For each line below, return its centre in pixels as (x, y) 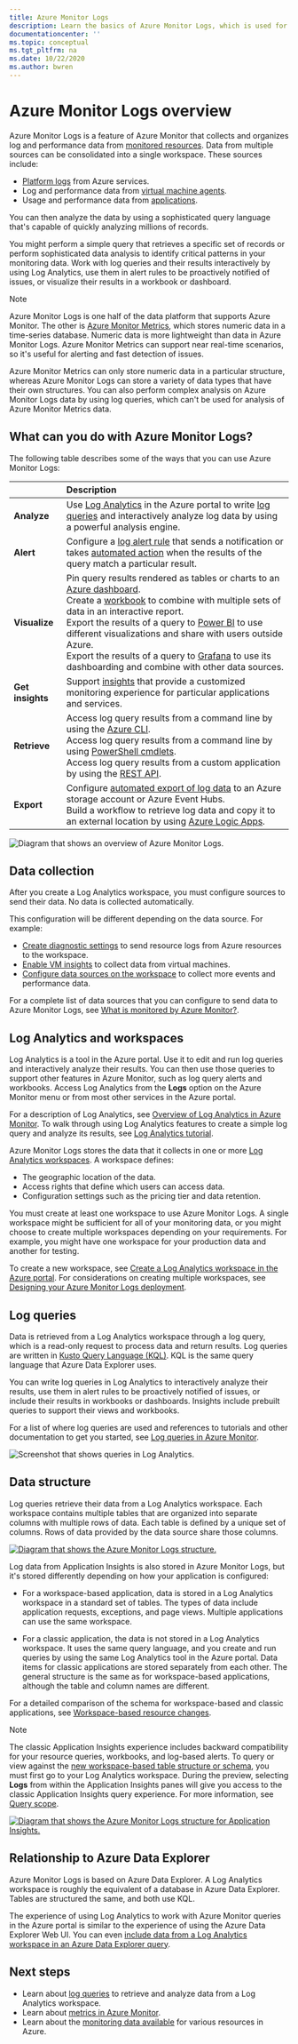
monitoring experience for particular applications (168, 692)
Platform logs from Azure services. (86, 181)
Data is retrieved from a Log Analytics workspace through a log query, (137, 1337)
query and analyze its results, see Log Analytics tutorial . (112, 1133)
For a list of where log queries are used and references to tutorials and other (149, 1428)
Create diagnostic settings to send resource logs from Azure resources (152, 946)
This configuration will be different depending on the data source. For (136, 919)
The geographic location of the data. (89, 1178)
